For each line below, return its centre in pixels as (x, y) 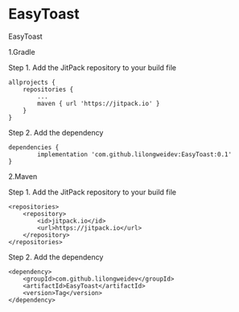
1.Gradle (22, 52)
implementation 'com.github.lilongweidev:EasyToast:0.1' (134, 154)
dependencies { (34, 147)
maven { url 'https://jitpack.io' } (99, 103)
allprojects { (32, 82)
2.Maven (23, 176)
